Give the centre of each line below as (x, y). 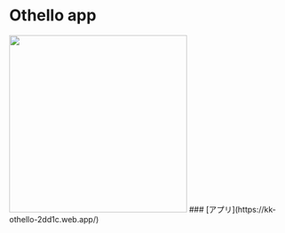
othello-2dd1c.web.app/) (54, 219)
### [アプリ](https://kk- (233, 209)
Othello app (53, 16)
